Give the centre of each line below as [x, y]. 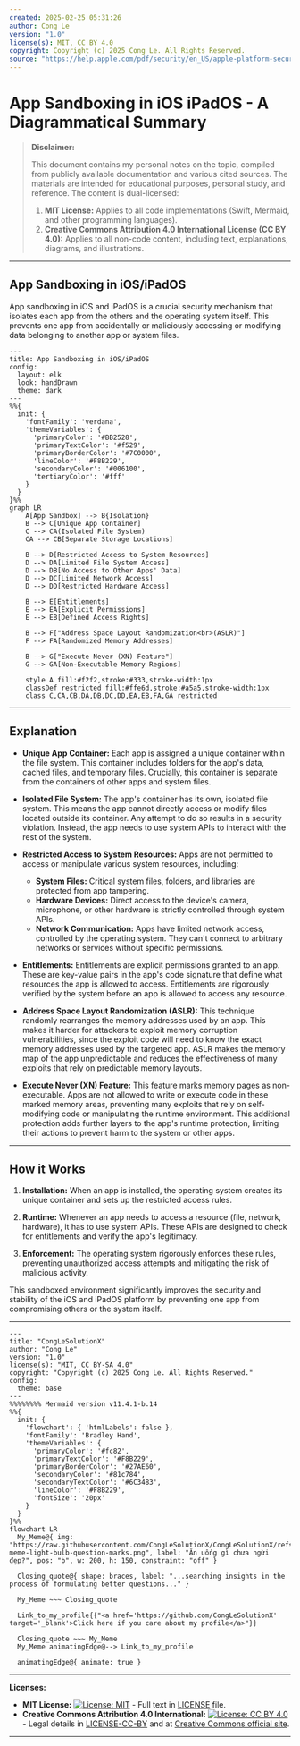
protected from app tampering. [92, 890]
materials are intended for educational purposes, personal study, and [158, 183]
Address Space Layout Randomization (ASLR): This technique [138, 1011]
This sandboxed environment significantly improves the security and [135, 1290]
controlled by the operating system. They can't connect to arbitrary [159, 938]
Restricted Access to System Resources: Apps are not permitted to [148, 854]
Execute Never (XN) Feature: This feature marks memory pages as [146, 1085]
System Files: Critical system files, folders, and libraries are [146, 881]
